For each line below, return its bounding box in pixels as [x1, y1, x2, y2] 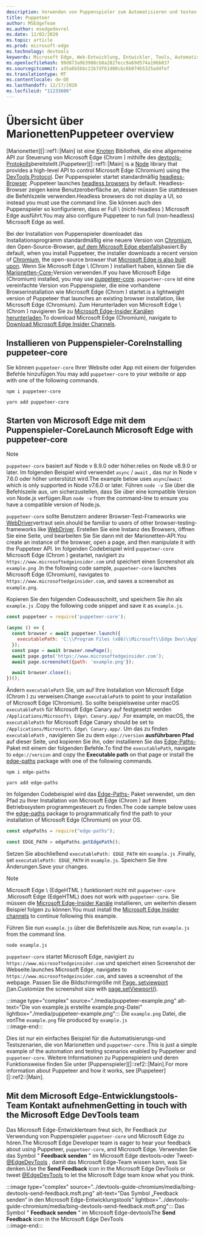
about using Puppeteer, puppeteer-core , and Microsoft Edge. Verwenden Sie [6, 1145, 197, 1152]
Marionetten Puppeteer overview [6, 127, 174, 141]
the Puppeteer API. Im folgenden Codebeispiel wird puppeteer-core [6, 545, 174, 552]
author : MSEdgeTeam [6, 20, 56, 26]
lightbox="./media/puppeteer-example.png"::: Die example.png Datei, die [6, 1010, 186, 1017]
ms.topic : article [6, 37, 53, 43]
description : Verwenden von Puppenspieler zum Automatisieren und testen [6, 9, 197, 15]
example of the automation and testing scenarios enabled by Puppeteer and [6, 1047, 196, 1054]
